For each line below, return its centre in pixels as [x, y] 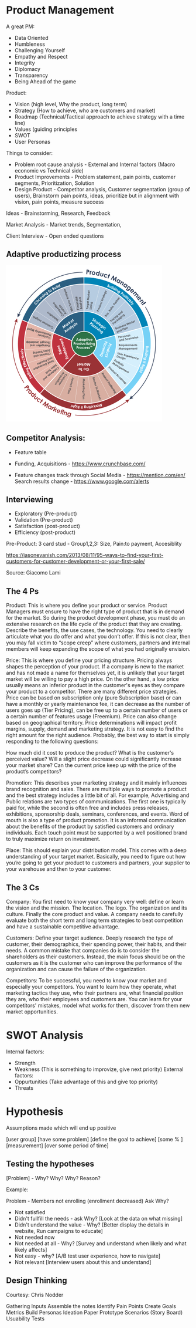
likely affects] [31, 1249]
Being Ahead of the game [45, 81]
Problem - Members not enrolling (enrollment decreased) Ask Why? [87, 1201]
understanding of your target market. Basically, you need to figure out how [96, 857]
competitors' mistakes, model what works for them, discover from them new [98, 1005]
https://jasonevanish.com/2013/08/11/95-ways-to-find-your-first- [85, 555]
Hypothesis [35, 1112]
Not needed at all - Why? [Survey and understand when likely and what [100, 1243]
